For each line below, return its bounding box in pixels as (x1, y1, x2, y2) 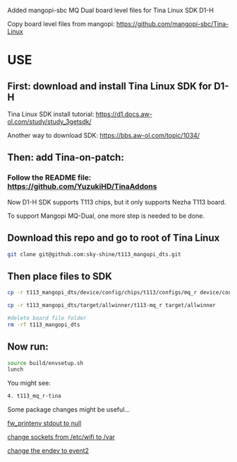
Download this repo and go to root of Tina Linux (7, 232, 220, 244)
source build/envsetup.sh (7, 359, 83, 366)
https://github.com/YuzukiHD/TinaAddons (7, 182, 157, 192)
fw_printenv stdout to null (7, 419, 82, 427)
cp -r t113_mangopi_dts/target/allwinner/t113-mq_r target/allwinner (7, 302, 217, 309)
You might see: (7, 379, 51, 388)
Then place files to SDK (7, 270, 113, 282)
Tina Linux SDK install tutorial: (7, 110, 95, 118)
